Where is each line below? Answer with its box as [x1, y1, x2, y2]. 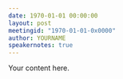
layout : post [8, 19, 52, 27]
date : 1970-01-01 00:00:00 [8, 11, 98, 20]
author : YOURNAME [8, 34, 66, 42]
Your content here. [8, 63, 70, 73]
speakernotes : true [8, 41, 73, 49]
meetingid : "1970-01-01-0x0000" [8, 26, 116, 34]
